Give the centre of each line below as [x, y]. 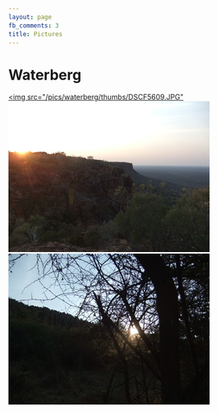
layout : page [30, 17]
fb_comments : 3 [34, 25]
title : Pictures [35, 34]
